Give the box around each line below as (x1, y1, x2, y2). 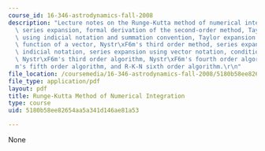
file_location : (8, 70, 58, 78)
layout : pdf (8, 84, 47, 93)
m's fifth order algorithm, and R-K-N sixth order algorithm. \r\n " (15, 63, 242, 71)
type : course (8, 99, 51, 107)
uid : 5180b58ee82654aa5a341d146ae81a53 (8, 107, 140, 115)
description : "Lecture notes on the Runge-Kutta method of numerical (8, 19, 242, 27)
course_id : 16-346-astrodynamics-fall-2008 (8, 11, 154, 20)
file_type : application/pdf (8, 77, 101, 85)
